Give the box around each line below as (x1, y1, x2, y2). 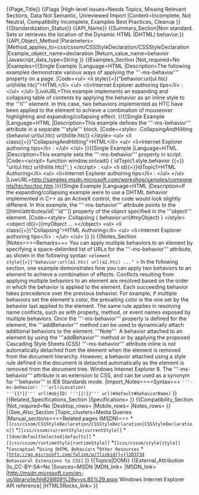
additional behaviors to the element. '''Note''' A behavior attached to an (6, 327, 183, 335)
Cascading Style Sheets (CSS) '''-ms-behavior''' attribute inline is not (6, 340, 176, 347)
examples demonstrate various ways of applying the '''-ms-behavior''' (6, 69, 179, 75)
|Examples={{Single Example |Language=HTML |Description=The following (6, 62, 191, 70)
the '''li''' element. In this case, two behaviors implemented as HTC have (6, 100, 183, 107)
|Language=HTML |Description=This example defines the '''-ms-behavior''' (6, 119, 191, 126)
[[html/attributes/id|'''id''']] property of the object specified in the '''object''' (6, 208, 192, 215)
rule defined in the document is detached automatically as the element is (6, 360, 184, 366)
